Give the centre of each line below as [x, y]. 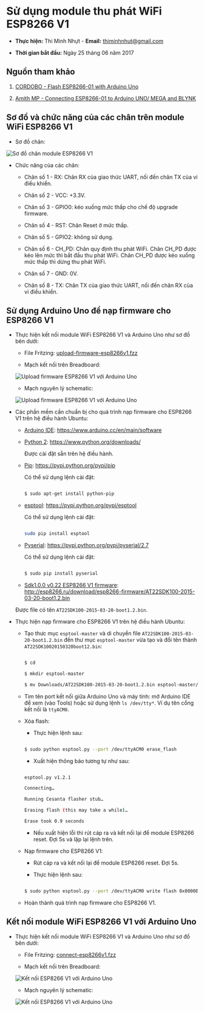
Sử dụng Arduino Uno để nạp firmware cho [89, 310]
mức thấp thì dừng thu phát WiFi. [65, 261]
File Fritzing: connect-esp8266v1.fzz [70, 954]
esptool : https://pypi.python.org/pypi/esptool [80, 505]
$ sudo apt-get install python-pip [69, 494]
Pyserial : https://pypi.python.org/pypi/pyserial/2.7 [86, 545]
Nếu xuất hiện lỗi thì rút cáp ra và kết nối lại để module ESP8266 [114, 833]
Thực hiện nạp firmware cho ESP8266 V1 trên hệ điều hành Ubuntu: [100, 622]
